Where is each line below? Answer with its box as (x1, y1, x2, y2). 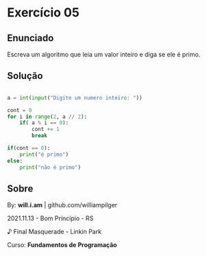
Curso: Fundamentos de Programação (7, 241, 118, 249)
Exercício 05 (7, 5, 80, 21)
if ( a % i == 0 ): (19, 119, 69, 126)
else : (7, 157, 23, 164)
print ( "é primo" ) (19, 151, 69, 158)
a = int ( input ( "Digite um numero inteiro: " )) (7, 94, 143, 101)
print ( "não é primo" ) (19, 163, 81, 171)
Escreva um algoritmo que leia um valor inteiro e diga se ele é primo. (7, 50, 201, 58)
